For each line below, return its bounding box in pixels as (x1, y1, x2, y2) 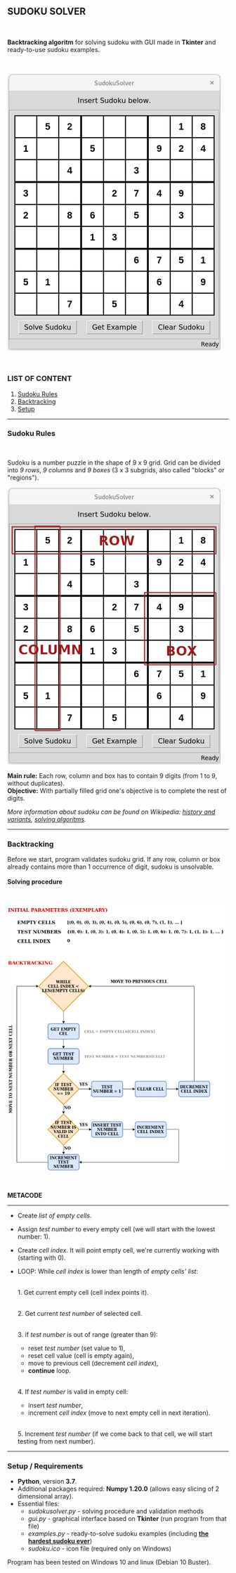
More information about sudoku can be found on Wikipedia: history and (7, 808, 216, 816)
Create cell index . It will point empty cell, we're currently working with (17, 1246, 220, 1255)
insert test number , (27, 1402, 84, 1410)
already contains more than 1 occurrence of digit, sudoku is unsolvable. (7, 862, 214, 871)
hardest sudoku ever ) (27, 1537, 93, 1546)
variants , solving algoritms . (7, 815, 86, 823)
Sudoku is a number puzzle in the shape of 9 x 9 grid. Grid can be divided (7, 458, 221, 467)
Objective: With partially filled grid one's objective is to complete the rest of (7, 786, 227, 795)
